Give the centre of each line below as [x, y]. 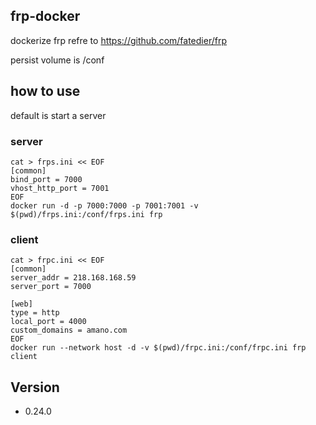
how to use [45, 91]
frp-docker [45, 16]
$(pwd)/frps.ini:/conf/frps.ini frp [86, 214]
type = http [35, 313]
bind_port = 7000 [46, 179]
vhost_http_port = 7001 [60, 188]
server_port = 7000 [51, 287]
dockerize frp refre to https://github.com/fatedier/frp [118, 40]
